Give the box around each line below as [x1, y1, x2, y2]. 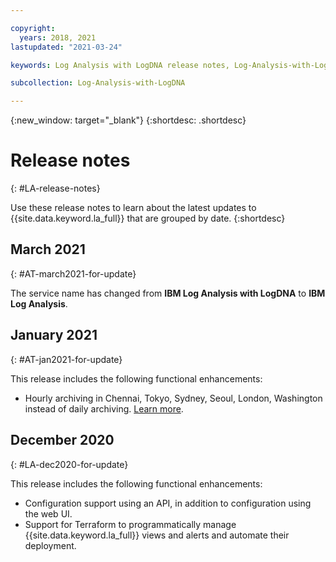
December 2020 [10, 432, 115, 449]
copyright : [10, 23, 56, 33]
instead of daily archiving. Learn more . [24, 402, 184, 415]
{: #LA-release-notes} [10, 182, 101, 195]
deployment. [24, 539, 77, 551]
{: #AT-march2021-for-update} [10, 267, 137, 280]
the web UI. [24, 507, 73, 520]
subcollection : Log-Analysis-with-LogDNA [10, 78, 186, 88]
